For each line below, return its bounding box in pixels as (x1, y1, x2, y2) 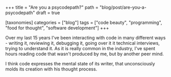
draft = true (36, 10, 60, 16)
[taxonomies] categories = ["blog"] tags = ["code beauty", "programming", (5, 20, 162, 25)
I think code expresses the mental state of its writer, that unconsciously (5, 61, 155, 66)
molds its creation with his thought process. (5, 66, 97, 72)
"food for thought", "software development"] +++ (5, 25, 109, 31)
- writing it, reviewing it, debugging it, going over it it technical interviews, (5, 40, 160, 46)
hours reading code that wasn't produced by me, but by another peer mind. (5, 51, 164, 57)
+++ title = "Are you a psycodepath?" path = (5, 5, 99, 10)
